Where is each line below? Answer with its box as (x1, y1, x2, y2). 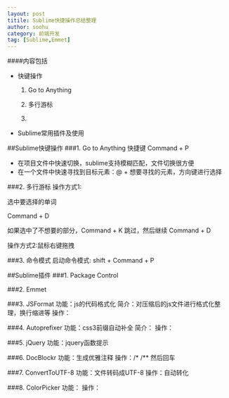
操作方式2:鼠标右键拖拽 (7, 241, 75, 250)
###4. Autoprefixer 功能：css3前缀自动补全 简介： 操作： (7, 323, 174, 332)
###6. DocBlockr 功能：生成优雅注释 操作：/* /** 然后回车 (7, 354, 176, 362)
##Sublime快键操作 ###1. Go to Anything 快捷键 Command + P (7, 144, 190, 152)
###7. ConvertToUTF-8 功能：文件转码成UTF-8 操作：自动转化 (7, 368, 189, 377)
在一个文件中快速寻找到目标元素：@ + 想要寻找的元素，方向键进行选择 (17, 168, 223, 176)
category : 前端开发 (7, 30, 60, 37)
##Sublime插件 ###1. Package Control (7, 271, 119, 280)
